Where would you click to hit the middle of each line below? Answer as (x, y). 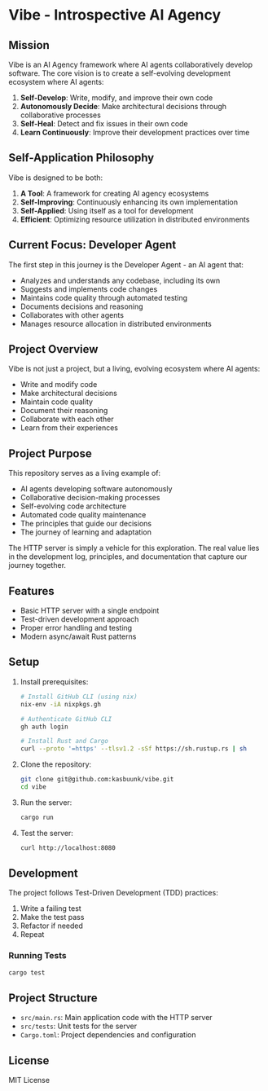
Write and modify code (59, 385)
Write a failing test (51, 908)
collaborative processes (61, 115)
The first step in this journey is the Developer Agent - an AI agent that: (126, 264)
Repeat (32, 935)
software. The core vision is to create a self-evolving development (119, 73)
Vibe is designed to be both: (56, 178)
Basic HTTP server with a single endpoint (90, 611)
